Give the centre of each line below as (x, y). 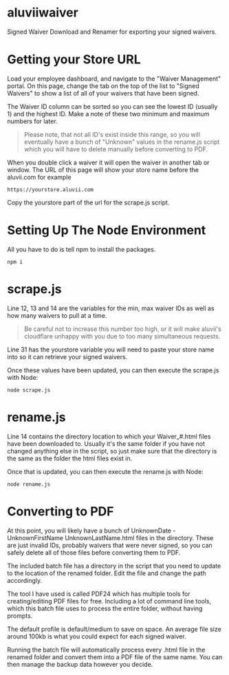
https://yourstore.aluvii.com (51, 190)
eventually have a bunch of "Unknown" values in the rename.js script (122, 142)
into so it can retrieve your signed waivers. (67, 356)
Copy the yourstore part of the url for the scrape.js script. (88, 202)
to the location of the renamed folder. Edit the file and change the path (107, 573)
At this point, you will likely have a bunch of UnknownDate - (91, 531)
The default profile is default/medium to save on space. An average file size (114, 629)
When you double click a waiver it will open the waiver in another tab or (108, 162)
